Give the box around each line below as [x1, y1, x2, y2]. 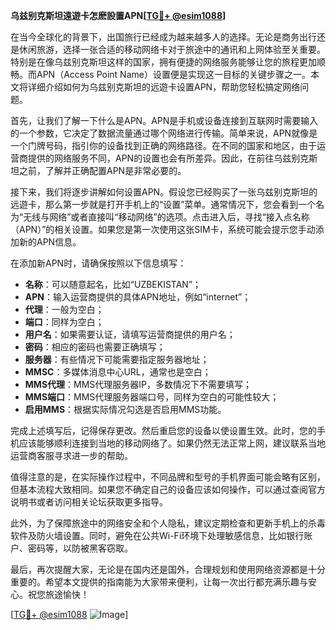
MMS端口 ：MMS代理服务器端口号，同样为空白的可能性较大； [24, 391, 280, 403]
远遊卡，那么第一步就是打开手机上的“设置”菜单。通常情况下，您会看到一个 [10, 199, 317, 210]
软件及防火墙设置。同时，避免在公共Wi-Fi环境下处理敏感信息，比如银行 [10, 530, 305, 541]
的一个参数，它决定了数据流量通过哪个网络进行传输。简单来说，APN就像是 [10, 127, 318, 139]
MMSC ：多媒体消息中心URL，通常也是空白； [24, 366, 212, 378]
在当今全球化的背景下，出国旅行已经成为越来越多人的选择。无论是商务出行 [10, 31, 317, 43]
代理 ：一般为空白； [24, 304, 105, 315]
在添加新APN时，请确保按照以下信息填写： [10, 257, 187, 269]
